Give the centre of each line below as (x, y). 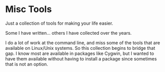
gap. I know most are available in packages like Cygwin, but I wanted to (80, 53)
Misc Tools (29, 9)
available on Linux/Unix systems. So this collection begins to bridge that (80, 48)
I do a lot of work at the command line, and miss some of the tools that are (83, 43)
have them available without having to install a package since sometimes (81, 58)
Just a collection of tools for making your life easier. (59, 23)
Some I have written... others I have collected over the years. (69, 33)
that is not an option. (27, 64)
